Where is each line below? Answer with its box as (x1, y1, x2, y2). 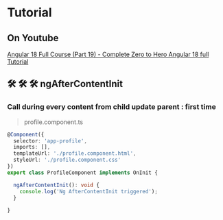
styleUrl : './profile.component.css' (13, 156, 121, 164)
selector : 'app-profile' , (13, 137, 88, 145)
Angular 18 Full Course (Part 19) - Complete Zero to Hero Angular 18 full (7, 50, 209, 58)
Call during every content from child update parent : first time (7, 102, 216, 112)
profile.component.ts (23, 118, 84, 126)
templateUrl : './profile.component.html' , (13, 150, 137, 157)
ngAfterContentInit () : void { (13, 182, 99, 188)
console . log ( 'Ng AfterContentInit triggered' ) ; (19, 188, 158, 195)
